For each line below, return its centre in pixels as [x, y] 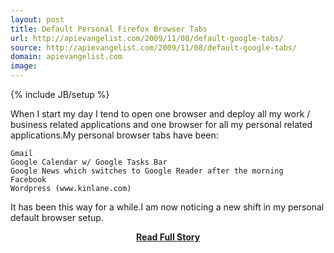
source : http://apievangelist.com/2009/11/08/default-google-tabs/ [154, 47]
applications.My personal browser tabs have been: [114, 135]
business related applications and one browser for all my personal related [161, 124]
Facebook [28, 180]
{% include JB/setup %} [60, 94]
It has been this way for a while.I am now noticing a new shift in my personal [167, 207]
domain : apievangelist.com [66, 57]
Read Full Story [168, 237]
